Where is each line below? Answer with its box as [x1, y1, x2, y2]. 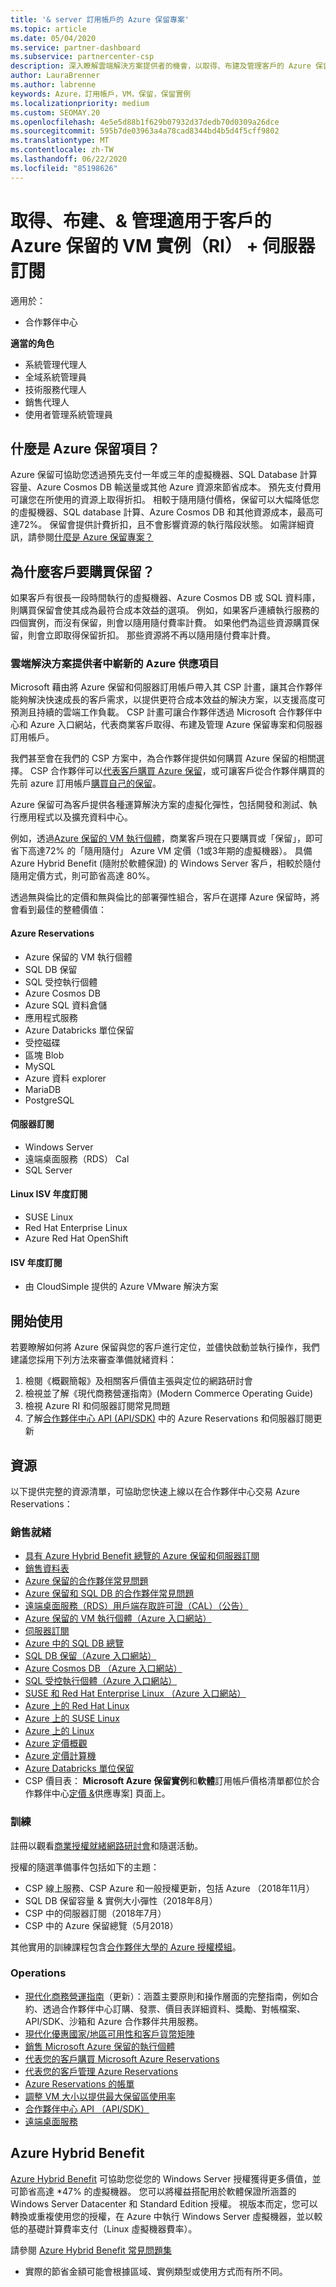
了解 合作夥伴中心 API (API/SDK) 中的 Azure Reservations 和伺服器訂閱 [24, 1412, 314, 1425]
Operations [10, 1966, 67, 1980]
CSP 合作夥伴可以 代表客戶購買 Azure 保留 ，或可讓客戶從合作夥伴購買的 [29, 765, 325, 777]
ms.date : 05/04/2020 [10, 33, 97, 43]
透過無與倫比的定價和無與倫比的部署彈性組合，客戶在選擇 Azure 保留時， [10, 891, 312, 903]
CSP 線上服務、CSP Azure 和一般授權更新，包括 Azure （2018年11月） [24, 1882, 315, 1894]
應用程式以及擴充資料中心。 [18, 811, 133, 823]
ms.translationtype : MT [10, 136, 110, 146]
